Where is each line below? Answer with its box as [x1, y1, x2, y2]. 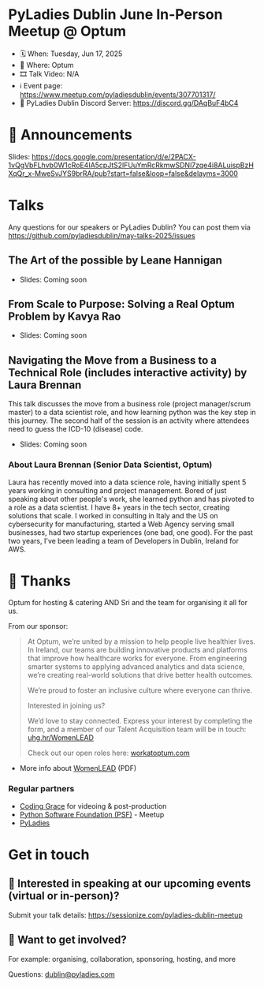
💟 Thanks [8, 572, 71, 589]
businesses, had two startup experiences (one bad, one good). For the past [8, 527, 254, 537]
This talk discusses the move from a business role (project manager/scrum [8, 399, 251, 409]
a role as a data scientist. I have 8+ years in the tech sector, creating [8, 503, 230, 512]
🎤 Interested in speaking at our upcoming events [8, 877, 251, 891]
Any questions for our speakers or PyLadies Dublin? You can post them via [8, 222, 251, 232]
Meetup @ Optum [8, 22, 126, 40]
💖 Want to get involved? [8, 933, 128, 947]
